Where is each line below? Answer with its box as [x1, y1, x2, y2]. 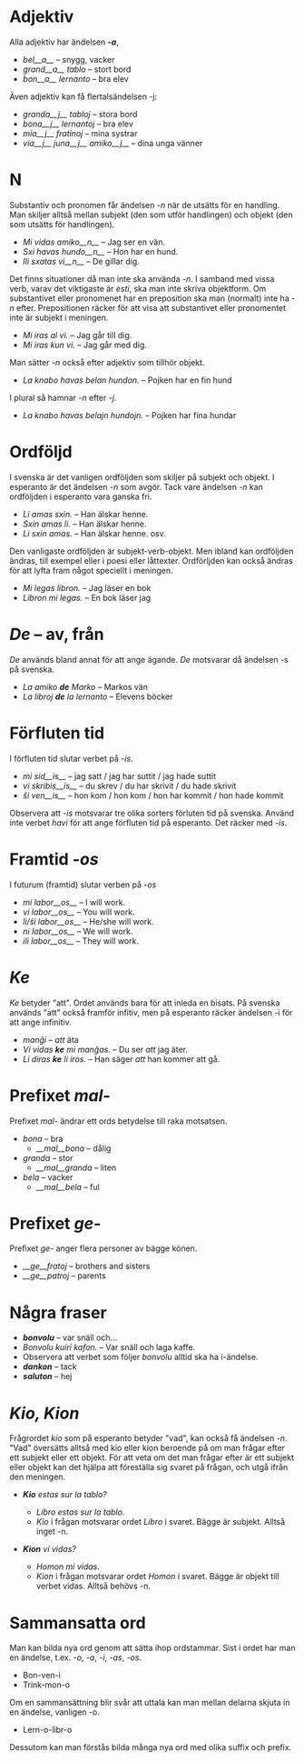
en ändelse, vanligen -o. [9, 1707, 100, 1717]
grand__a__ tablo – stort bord [22, 64, 132, 75]
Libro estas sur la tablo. [35, 1507, 125, 1517]
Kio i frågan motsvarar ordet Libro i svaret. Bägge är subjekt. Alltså [35, 1517, 286, 1527]
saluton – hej [22, 1371, 73, 1382]
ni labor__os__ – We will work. [22, 926, 133, 936]
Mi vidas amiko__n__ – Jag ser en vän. [22, 236, 166, 247]
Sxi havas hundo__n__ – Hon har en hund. [22, 245, 179, 256]
